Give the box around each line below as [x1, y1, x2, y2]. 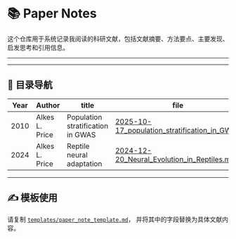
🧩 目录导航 [7, 79, 53, 91]
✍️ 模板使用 [7, 192, 58, 204]
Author [36, 100, 60, 110]
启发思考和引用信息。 [7, 43, 69, 51]
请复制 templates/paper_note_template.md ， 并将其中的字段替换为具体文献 [7, 215, 223, 224]
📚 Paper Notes [7, 6, 97, 22]
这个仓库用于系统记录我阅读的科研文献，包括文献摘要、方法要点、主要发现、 [7, 34, 229, 43]
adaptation [66, 159, 103, 169]
